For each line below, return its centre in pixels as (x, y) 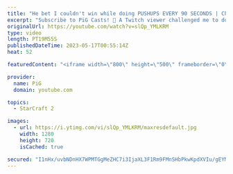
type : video (24, 33)
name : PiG (27, 84)
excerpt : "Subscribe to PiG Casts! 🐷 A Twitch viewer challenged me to (113, 20)
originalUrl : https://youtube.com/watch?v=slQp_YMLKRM (88, 26)
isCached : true (42, 147)
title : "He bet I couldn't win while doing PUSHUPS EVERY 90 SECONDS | (113, 13)
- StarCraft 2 (34, 109)
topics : (18, 102)
